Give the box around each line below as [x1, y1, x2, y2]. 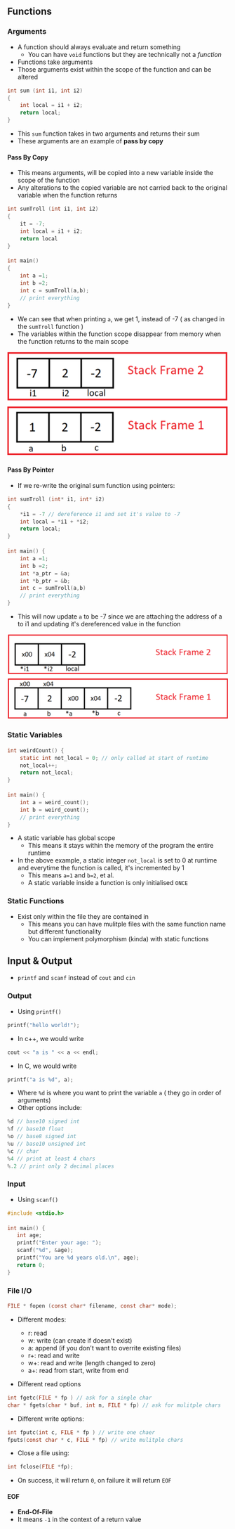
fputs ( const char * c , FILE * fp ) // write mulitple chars [7, 1436, 184, 1443]
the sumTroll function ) [17, 322, 84, 330]
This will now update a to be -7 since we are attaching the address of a [17, 612, 222, 621]
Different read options [17, 1379, 81, 1388]
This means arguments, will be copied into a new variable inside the [17, 169, 214, 177]
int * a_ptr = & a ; [20, 569, 71, 577]
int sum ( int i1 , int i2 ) [7, 87, 83, 94]
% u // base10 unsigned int [7, 1140, 86, 1148]
